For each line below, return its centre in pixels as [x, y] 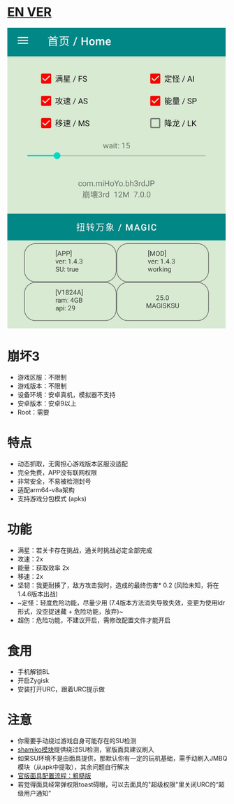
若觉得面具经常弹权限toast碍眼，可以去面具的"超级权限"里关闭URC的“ [118, 784]
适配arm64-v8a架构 [46, 489]
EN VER [30, 12]
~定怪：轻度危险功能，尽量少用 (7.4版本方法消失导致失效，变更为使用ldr [121, 603]
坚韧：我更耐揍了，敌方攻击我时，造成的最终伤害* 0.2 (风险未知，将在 [118, 585]
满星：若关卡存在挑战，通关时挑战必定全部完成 [85, 550]
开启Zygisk [33, 680]
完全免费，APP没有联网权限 [57, 472]
